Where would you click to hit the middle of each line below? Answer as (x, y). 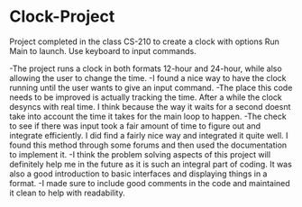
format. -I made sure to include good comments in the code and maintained (150, 183)
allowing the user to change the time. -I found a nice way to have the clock (148, 77)
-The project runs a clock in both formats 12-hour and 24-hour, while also (146, 68)
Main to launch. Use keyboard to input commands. (103, 50)
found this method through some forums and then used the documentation (148, 145)
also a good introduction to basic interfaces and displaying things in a (138, 174)
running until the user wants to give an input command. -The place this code (151, 87)
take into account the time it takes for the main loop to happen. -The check (148, 116)
